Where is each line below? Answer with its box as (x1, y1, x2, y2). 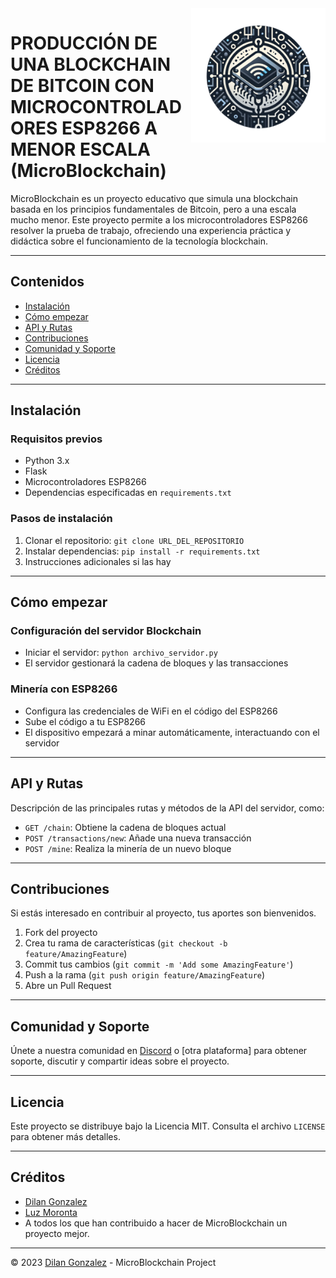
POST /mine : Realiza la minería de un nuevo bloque (24, 842, 232, 854)
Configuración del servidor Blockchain (10, 624, 202, 638)
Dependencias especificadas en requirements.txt (24, 487, 232, 499)
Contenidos (10, 273, 85, 291)
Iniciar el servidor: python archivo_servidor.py (24, 647, 218, 659)
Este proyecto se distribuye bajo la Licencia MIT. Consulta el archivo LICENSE (10, 1120, 326, 1132)
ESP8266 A (61, 117, 158, 140)
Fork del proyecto (24, 927, 98, 939)
